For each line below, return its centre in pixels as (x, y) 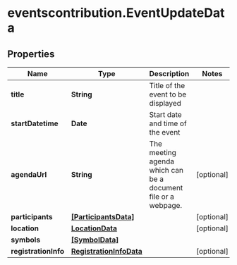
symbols (26, 240)
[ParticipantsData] (103, 217)
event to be (168, 94)
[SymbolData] (95, 240)
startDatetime (35, 123)
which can (166, 170)
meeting (163, 153)
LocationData (94, 228)
